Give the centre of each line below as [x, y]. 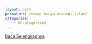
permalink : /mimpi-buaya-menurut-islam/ [46, 14]
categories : [17, 18]
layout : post [18, 9]
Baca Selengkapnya [25, 36]
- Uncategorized [30, 23]
